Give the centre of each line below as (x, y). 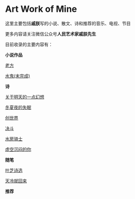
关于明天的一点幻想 (25, 97)
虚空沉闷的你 (18, 149)
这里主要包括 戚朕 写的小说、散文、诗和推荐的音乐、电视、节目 (68, 23)
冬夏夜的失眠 (18, 107)
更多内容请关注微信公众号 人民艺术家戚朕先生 (51, 34)
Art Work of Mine (41, 9)
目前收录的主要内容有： (29, 44)
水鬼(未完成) (18, 76)
